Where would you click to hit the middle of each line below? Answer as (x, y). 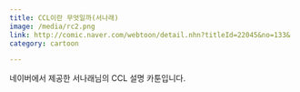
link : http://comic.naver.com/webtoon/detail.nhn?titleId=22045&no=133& (150, 35)
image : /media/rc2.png (52, 26)
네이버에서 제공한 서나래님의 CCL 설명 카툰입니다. (98, 78)
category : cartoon (44, 43)
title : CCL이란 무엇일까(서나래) (64, 18)
